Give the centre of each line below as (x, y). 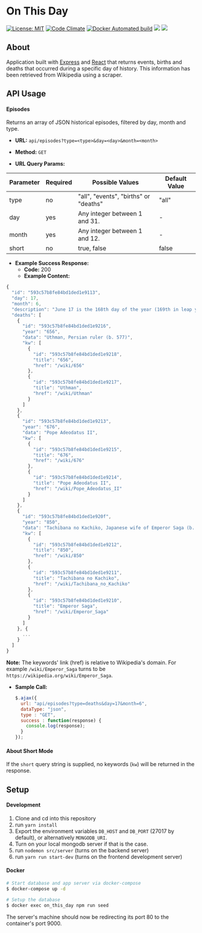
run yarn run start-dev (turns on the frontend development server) (99, 857)
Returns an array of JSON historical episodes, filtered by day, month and (96, 122)
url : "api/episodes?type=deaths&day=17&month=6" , (84, 704)
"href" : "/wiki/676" (59, 461)
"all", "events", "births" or (114, 196)
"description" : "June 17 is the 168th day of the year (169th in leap (102, 309)
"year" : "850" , (41, 522)
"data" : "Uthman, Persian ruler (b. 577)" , (78, 338)
